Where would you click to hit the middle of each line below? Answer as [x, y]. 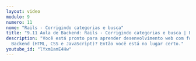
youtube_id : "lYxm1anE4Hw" [39, 49]
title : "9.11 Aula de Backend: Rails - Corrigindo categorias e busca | [96, 33]
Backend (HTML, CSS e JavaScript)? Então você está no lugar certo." [97, 44]
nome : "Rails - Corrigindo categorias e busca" [65, 28]
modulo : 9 [18, 17]
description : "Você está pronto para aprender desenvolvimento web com [95, 38]
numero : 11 [19, 22]
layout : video [23, 11]
